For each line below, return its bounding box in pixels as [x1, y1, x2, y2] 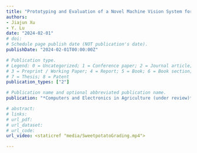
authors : [6, 14, 28, 20]
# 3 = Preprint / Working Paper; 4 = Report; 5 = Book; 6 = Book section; [6, 68, 193, 74]
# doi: [6, 36, 22, 42]
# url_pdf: [6, 117, 33, 123]
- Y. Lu [6, 25, 25, 31]
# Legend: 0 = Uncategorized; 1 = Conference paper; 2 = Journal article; [6, 63, 193, 69]
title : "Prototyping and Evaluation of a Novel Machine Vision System [6, 8, 182, 15]
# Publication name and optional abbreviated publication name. [6, 90, 167, 96]
